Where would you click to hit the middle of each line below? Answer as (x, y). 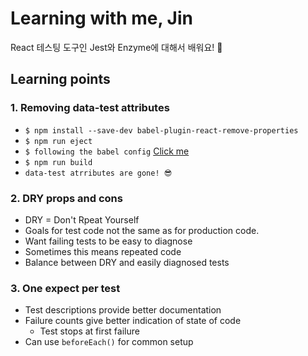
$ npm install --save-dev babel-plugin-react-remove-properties (161, 130)
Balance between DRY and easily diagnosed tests (127, 262)
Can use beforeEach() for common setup (109, 342)
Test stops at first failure (89, 331)
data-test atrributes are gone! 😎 (98, 173)
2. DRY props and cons (66, 198)
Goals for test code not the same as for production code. (142, 230)
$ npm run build (58, 162)
